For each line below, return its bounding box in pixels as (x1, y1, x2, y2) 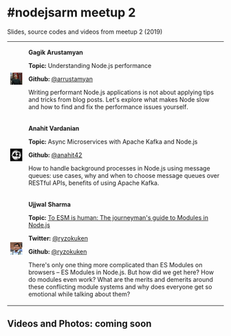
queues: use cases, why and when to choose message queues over (28, 171, 220, 179)
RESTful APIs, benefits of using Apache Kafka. (28, 179, 159, 187)
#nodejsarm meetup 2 (7, 5, 136, 21)
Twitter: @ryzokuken (28, 234, 88, 243)
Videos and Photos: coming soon (7, 318, 152, 330)
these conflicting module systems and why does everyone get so (28, 283, 212, 291)
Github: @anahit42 (28, 150, 82, 159)
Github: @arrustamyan (28, 74, 93, 83)
